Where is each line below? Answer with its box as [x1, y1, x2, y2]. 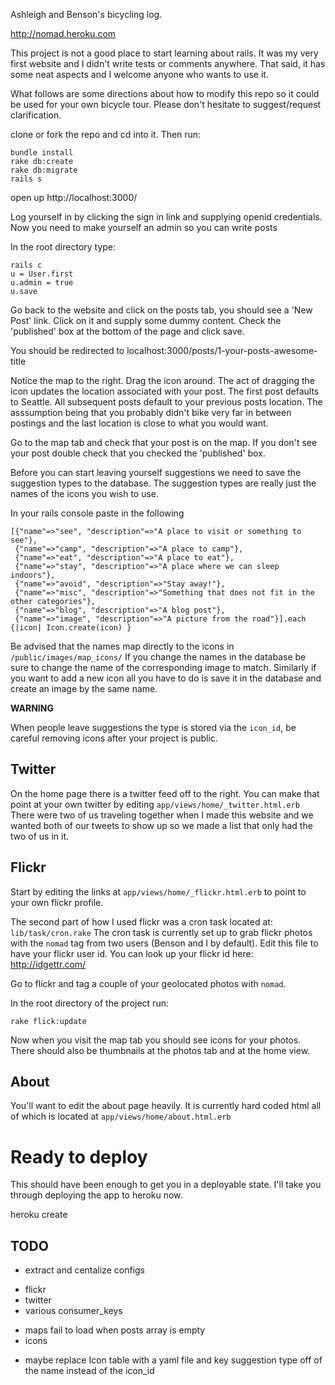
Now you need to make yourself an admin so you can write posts [10, 222, 278, 233]
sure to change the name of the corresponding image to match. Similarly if [10, 662, 317, 673]
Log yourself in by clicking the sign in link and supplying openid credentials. [10, 211, 323, 223]
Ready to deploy [10, 1145, 148, 1168]
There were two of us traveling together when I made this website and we [10, 809, 314, 821]
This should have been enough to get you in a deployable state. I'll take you [10, 1179, 322, 1191]
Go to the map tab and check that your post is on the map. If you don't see [10, 437, 318, 448]
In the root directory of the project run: [10, 997, 169, 1009]
